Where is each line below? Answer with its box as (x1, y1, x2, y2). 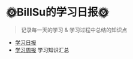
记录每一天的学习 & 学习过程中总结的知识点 (20, 26, 128, 33)
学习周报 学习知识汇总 (14, 46, 69, 54)
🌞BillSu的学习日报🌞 (6, 5, 109, 19)
